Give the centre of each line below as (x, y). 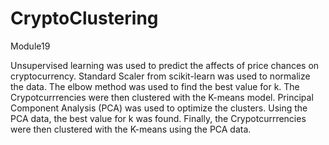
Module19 (30, 46)
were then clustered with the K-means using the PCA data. (131, 129)
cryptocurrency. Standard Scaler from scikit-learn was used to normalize (160, 76)
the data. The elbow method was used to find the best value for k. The (155, 86)
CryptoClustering (84, 18)
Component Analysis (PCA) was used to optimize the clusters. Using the (159, 108)
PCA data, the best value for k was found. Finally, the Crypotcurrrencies (158, 118)
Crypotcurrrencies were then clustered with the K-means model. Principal (162, 97)
